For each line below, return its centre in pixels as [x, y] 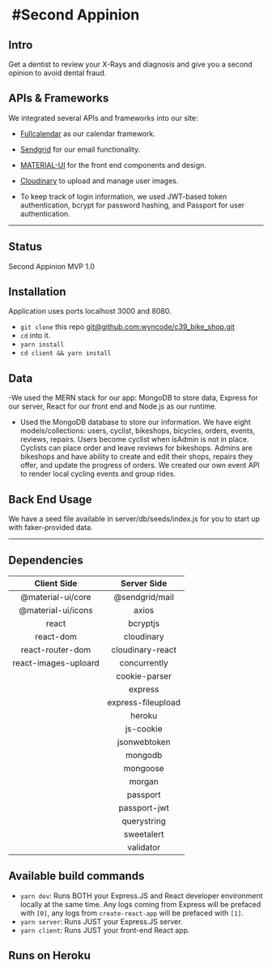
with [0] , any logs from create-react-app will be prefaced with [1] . [132, 913]
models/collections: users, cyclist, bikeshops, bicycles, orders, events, [138, 430]
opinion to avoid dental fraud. [57, 73]
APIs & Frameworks [59, 99]
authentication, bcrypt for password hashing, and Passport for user [132, 205]
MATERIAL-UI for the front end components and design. [113, 165]
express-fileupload [144, 702]
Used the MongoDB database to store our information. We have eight [135, 422]
